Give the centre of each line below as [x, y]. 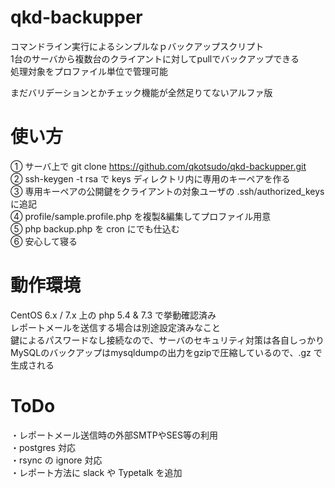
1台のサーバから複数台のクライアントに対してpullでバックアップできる [155, 58]
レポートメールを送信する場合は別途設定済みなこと [115, 327]
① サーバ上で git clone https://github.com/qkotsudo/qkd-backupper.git [158, 166]
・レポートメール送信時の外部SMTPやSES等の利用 [114, 435]
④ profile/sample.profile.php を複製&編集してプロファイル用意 [141, 216]
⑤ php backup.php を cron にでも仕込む [95, 228]
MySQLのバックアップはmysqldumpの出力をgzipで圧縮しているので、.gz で [166, 352]
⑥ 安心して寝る [44, 241]
